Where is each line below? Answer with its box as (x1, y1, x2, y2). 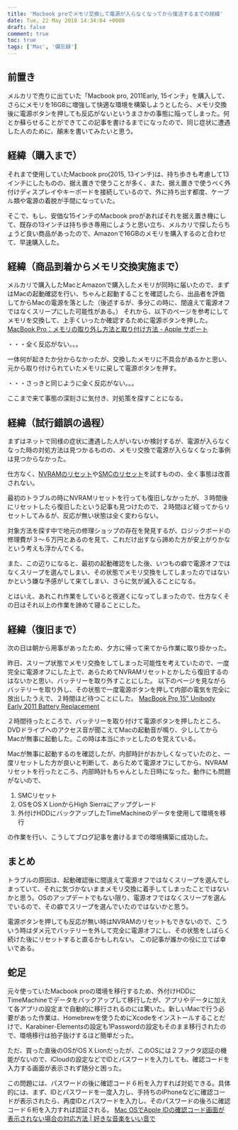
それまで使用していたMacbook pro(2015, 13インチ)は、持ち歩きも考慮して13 (7, 169, 229, 178)
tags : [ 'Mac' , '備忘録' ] (7, 43, 78, 50)
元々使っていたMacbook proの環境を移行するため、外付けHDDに (7, 986, 196, 995)
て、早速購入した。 (7, 238, 64, 247)
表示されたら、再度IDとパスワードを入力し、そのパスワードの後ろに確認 (19, 1096, 231, 1105)
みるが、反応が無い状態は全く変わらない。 (38, 512, 163, 520)
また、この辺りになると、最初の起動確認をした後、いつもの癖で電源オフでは (7, 559, 231, 567)
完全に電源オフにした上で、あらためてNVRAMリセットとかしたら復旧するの (7, 667, 229, 677)
